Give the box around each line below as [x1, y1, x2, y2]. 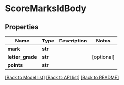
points [7, 62, 23, 68]
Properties [5, 23, 39, 31]
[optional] [91, 54, 115, 60]
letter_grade [7, 54, 37, 60]
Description [59, 38, 87, 44]
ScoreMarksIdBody [5, 3, 87, 14]
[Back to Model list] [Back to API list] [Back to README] [5, 75, 119, 80]
